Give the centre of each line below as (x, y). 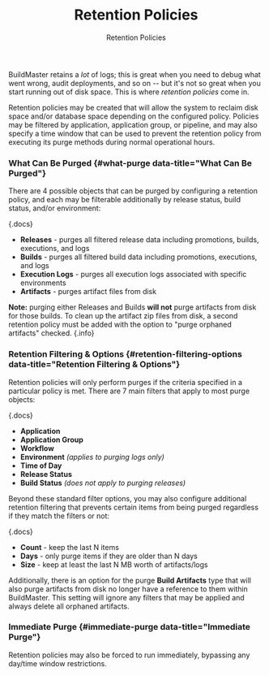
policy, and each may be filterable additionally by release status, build (125, 200)
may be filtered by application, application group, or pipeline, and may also (133, 124)
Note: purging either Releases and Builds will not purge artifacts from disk (132, 307)
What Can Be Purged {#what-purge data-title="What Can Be (130, 162)
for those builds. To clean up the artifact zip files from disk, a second (123, 316)
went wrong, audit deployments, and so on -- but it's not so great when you (134, 83)
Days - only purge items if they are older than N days (109, 556)
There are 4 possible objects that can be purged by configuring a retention (133, 191)
